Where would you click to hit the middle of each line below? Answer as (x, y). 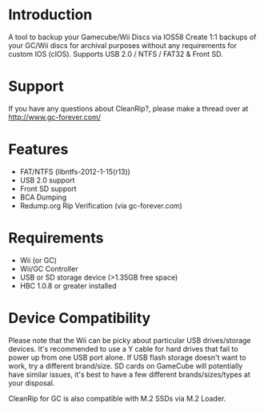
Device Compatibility (80, 318)
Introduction (50, 15)
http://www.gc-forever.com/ (55, 117)
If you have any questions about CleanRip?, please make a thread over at (128, 108)
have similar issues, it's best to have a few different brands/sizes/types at (129, 374)
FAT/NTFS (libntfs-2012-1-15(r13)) (75, 171)
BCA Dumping (43, 197)
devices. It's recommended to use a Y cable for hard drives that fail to (123, 349)
